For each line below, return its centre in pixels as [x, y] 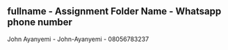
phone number [40, 23]
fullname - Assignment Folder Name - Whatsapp [114, 11]
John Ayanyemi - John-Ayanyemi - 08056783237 [78, 39]
